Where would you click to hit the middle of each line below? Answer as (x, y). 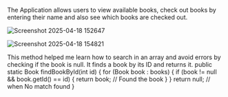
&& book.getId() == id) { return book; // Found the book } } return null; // (109, 79)
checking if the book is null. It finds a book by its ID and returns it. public (110, 64)
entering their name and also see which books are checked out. (97, 17)
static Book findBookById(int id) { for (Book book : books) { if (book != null (112, 72)
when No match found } (41, 86)
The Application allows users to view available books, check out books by (112, 10)
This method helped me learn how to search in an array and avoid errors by (114, 57)
